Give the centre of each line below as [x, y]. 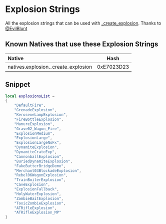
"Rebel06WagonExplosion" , [41, 175]
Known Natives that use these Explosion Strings [82, 44]
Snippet [18, 84]
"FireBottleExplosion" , [39, 119]
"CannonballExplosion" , [39, 156]
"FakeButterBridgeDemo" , [40, 166]
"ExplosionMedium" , [34, 133]
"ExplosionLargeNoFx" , [38, 143]
